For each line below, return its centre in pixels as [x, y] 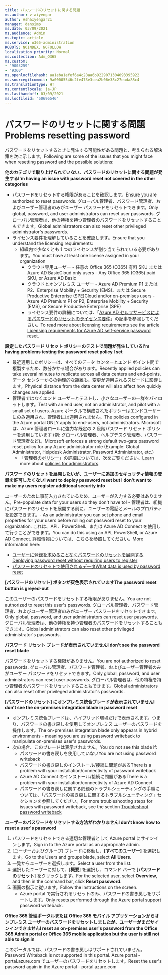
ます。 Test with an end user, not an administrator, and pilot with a [93, 405]
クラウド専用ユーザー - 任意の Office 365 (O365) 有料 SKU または [95, 267]
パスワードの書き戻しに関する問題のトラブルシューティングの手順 [88, 789]
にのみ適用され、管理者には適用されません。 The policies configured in [85, 417]
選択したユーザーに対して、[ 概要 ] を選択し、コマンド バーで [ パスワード [86, 870]
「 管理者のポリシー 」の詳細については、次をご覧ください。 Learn [87, 458]
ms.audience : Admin [25, 33]
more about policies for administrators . [60, 464]
